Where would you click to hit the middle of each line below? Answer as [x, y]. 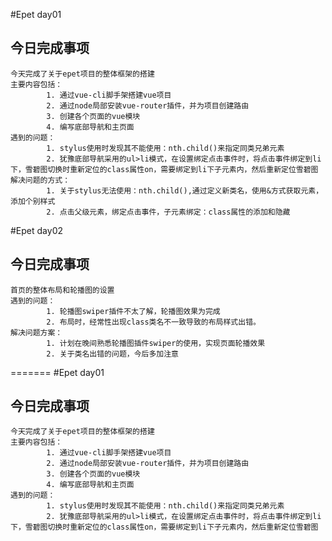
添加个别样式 [33, 201]
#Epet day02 [36, 230]
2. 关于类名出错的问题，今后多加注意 [113, 354]
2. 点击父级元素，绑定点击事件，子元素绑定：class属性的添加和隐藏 [168, 212]
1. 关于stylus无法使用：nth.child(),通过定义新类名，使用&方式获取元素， [185, 190]
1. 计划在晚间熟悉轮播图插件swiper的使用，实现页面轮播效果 [156, 343]
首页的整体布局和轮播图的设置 [62, 290]
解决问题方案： [36, 332]
